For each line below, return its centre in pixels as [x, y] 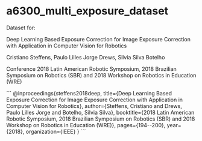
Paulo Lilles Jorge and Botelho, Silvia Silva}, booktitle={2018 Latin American [100, 112]
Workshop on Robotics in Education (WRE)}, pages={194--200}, [86, 125]
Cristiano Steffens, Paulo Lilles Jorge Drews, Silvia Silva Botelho [86, 57]
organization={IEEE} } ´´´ [56, 131]
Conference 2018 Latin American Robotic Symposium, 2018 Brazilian [91, 69]
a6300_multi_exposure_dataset [87, 11]
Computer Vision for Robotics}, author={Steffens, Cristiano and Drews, [94, 106]
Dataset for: [21, 28]
